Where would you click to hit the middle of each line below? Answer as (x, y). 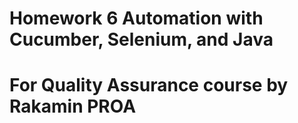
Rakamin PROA (73, 106)
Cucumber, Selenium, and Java (141, 39)
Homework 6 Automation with (136, 18)
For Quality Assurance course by (149, 85)
